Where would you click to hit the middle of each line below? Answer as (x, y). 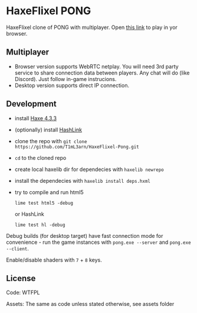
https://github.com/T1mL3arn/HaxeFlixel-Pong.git (77, 147)
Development (32, 104)
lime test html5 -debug (44, 203)
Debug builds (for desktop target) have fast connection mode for (85, 235)
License (21, 278)
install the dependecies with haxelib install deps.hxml (83, 180)
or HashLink (29, 214)
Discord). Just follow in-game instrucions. (65, 79)
